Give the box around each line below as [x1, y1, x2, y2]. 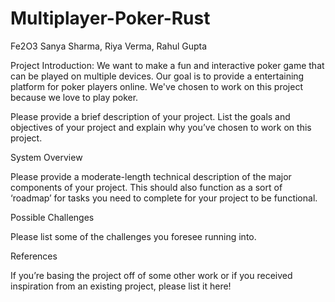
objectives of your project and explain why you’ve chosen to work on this [10, 121, 312, 133]
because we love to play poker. [10, 91, 139, 103]
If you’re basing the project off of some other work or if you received [10, 269, 293, 281]
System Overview [10, 151, 83, 163]
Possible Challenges [10, 211, 95, 223]
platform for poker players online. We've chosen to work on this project [10, 80, 303, 92]
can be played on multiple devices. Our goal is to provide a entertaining [10, 70, 305, 82]
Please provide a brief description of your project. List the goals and [10, 110, 291, 122]
